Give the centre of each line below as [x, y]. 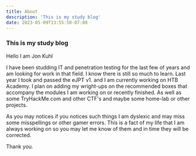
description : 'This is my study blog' [53, 17]
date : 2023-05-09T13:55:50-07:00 [47, 22]
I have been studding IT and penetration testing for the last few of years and [98, 67]
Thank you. [20, 146]
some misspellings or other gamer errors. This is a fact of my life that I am [95, 122]
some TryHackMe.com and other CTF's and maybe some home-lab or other [98, 98]
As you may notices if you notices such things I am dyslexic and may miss [95, 116]
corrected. [19, 135]
